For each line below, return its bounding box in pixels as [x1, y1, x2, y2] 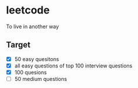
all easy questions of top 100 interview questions [14, 62, 133, 69]
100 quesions [14, 69, 47, 76]
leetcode [6, 4, 50, 17]
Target [6, 40, 31, 50]
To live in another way [6, 23, 60, 30]
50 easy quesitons [14, 55, 60, 62]
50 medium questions [14, 75, 67, 82]
